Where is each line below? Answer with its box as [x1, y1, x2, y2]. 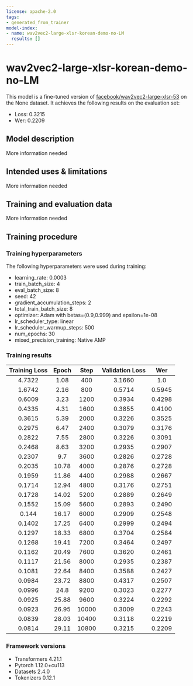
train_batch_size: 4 [14, 280, 60, 288]
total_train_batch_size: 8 [14, 305, 73, 312]
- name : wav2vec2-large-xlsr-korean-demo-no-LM [6, 31, 125, 36]
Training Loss [9, 366, 48, 375]
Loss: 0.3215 [14, 110, 46, 117]
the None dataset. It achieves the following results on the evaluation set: [6, 99, 180, 106]
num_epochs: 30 [14, 330, 56, 338]
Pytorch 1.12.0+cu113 [14, 661, 65, 668]
